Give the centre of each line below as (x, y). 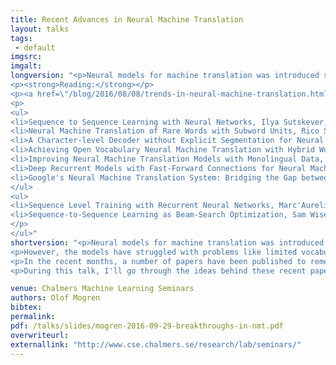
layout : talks (40, 29)
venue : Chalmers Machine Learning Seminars (102, 289)
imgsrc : (26, 57)
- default (35, 47)
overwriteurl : (40, 335)
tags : (21, 38)
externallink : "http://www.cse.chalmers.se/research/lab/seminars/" (156, 344)
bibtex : (26, 307)
